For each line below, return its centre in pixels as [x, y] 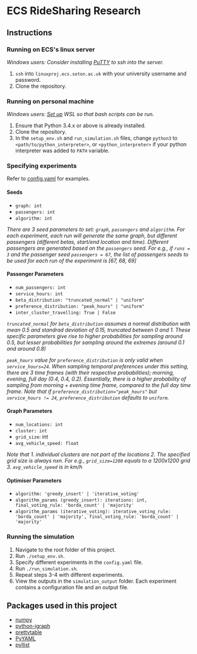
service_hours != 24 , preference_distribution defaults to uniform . [88, 397]
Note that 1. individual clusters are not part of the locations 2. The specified [98, 454]
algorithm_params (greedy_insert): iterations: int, [81, 500]
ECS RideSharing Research [74, 11]
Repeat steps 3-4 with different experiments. [69, 574]
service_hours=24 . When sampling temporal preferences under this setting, [98, 366]
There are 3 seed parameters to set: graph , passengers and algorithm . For [96, 229]
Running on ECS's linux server [51, 49]
